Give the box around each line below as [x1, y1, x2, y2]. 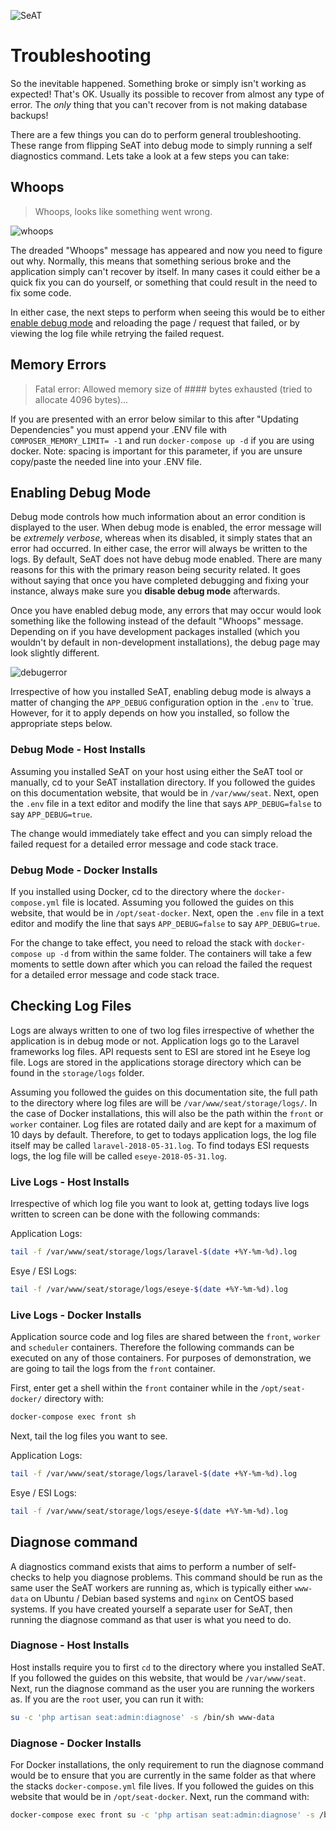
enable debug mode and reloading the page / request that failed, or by [10, 316, 300, 329]
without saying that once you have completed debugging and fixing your [10, 575, 310, 587]
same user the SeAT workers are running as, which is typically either [10, 1581, 293, 1594]
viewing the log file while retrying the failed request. [10, 327, 225, 339]
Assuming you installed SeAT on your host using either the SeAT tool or [10, 765, 304, 777]
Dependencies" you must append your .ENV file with [10, 423, 228, 435]
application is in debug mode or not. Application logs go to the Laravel [10, 1035, 300, 1047]
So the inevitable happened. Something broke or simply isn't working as [10, 77, 307, 89]
